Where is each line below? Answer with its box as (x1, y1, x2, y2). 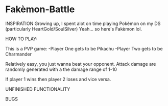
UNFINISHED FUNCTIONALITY (5, 86, 70, 92)
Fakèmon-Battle (5, 4, 75, 15)
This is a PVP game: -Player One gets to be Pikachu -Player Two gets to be (5, 45, 163, 51)
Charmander (5, 51, 32, 57)
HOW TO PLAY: (5, 36, 38, 42)
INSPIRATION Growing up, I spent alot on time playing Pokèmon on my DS (5, 20, 161, 26)
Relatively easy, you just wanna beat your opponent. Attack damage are (5, 61, 156, 67)
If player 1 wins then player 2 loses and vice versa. (5, 76, 111, 82)
